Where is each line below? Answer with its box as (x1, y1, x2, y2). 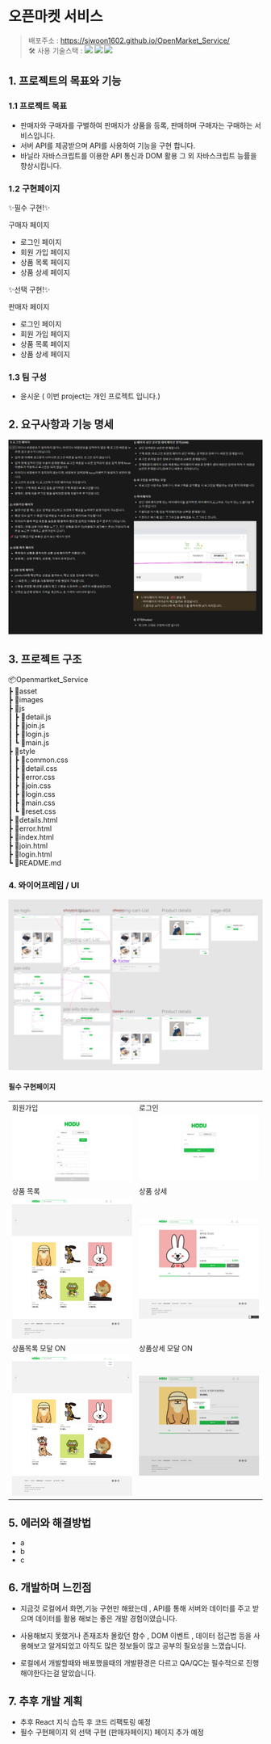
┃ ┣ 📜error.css (8, 773, 56, 782)
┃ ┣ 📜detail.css (8, 764, 58, 773)
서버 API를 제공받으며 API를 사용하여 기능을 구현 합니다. (19, 141, 196, 150)
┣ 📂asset (8, 686, 38, 696)
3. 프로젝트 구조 (8, 652, 82, 666)
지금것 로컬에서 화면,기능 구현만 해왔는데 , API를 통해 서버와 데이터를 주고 (19, 1603, 251, 1613)
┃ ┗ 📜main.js (8, 738, 50, 748)
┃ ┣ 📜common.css (8, 755, 69, 765)
